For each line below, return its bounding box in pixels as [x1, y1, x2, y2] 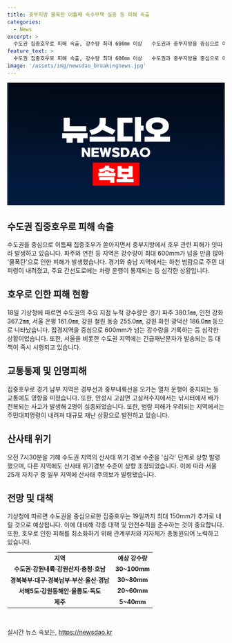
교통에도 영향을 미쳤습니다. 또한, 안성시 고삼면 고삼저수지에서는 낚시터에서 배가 [7, 394, 220, 402]
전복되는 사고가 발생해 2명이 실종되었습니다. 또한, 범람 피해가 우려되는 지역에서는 [7, 402, 224, 410]
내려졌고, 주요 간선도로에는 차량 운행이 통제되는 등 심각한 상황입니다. [25, 267, 210, 275]
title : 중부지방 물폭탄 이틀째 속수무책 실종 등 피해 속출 [7, 11, 150, 18]
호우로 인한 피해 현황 [7, 288, 89, 301]
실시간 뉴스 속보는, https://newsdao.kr [7, 628, 113, 636]
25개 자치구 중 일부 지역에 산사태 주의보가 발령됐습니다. [7, 470, 157, 478]
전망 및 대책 [7, 492, 54, 504]
